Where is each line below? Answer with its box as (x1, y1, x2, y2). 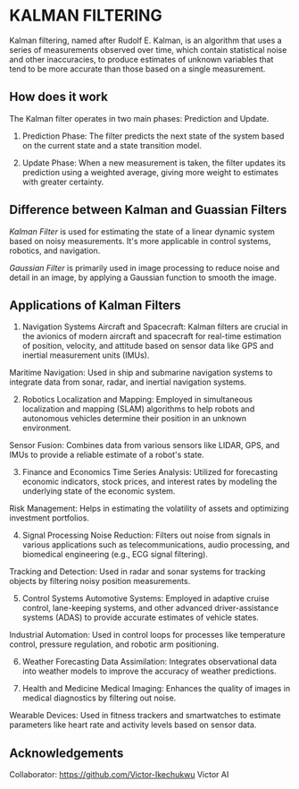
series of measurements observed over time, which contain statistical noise (9, 44, 287, 55)
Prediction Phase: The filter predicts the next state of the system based (21, 131, 285, 141)
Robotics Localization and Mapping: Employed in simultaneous (21, 394, 253, 405)
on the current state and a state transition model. (21, 140, 203, 150)
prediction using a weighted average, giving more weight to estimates (21, 166, 279, 177)
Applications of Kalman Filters (9, 297, 181, 313)
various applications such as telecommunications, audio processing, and (21, 539, 290, 550)
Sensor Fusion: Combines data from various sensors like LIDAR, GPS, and (9, 440, 280, 451)
